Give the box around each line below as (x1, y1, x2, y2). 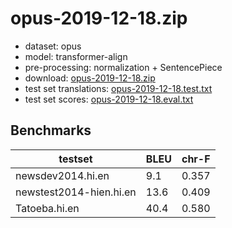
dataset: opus (24, 40, 82, 52)
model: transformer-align (24, 50, 128, 62)
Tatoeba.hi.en (15, 201, 80, 215)
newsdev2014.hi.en (15, 168, 110, 182)
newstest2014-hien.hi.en (15, 185, 137, 199)
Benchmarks (10, 122, 92, 139)
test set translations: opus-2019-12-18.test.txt (24, 82, 213, 94)
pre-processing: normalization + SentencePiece (24, 61, 223, 73)
